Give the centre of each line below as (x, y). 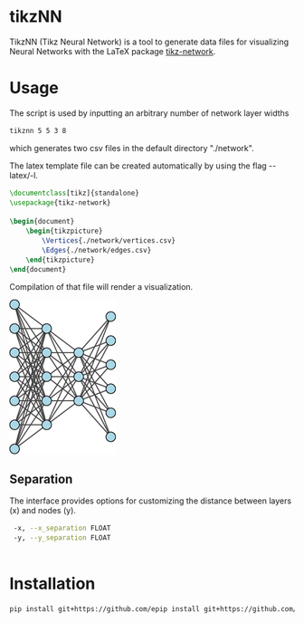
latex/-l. (24, 175)
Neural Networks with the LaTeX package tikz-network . (113, 51)
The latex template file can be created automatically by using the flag (138, 166)
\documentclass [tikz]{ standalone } (75, 193)
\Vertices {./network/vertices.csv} (109, 241)
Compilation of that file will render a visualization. (101, 286)
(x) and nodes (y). (43, 511)
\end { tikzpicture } (60, 260)
